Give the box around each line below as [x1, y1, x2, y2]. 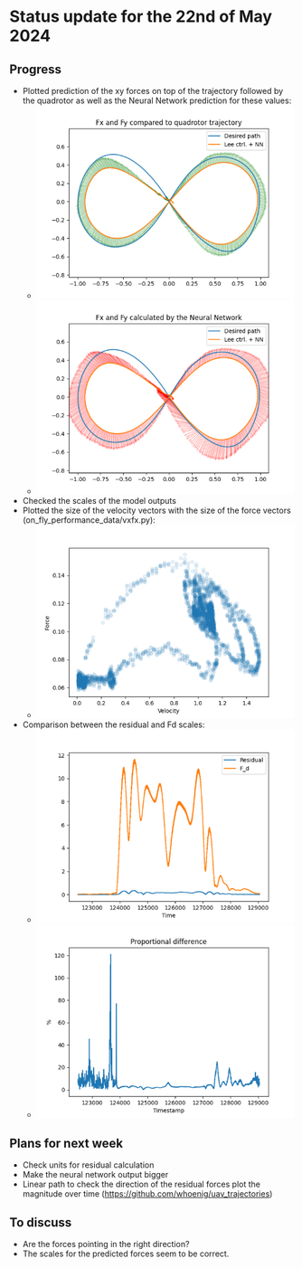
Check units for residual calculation [22, 1159, 155, 1170]
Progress [9, 62, 61, 77]
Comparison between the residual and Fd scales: [22, 719, 205, 730]
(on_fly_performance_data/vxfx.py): [22, 514, 156, 525]
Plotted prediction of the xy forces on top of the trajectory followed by [22, 86, 284, 96]
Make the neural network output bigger [22, 1169, 169, 1180]
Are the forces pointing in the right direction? [22, 1239, 190, 1250]
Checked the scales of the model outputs [22, 495, 176, 506]
